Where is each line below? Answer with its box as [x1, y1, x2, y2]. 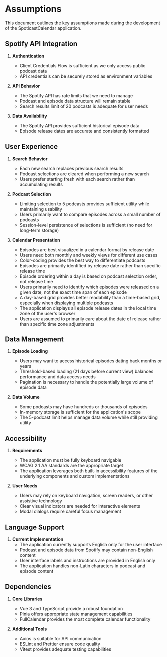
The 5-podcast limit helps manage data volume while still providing [19, 414, 158, 420]
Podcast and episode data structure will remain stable [19, 98, 131, 104]
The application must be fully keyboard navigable [19, 457, 122, 463]
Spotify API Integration [5, 40, 78, 48]
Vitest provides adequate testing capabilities [19, 646, 111, 652]
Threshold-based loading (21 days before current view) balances [19, 368, 154, 375]
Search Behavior [12, 156, 48, 162]
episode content [19, 568, 54, 574]
